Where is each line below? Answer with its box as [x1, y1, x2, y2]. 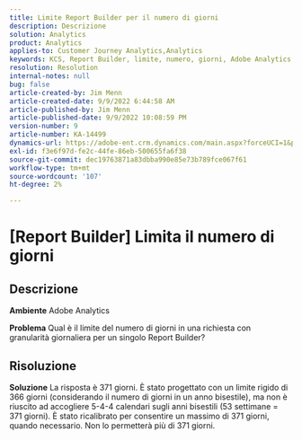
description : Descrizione [9, 22, 106, 31]
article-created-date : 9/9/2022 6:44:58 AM [9, 96, 175, 106]
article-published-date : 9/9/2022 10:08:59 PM [9, 113, 187, 122]
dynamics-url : [9, 138, 63, 147]
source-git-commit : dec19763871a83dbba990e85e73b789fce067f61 [9, 154, 247, 164]
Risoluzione [9, 358, 77, 374]
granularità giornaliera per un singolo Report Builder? [9, 332, 206, 343]
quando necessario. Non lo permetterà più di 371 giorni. [9, 419, 216, 431]
